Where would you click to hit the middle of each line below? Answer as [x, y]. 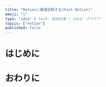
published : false [23, 28]
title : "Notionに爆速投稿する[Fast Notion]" [49, 10]
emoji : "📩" [16, 14]
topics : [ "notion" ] [25, 23]
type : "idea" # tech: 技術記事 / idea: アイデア [53, 19]
